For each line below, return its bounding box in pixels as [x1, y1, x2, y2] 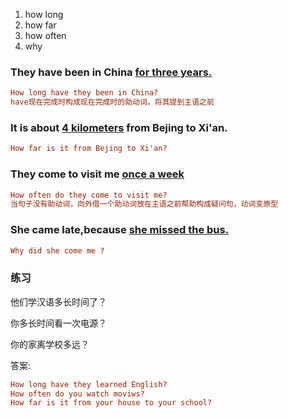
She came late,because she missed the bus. [10, 223, 230, 237]
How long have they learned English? [10, 379, 168, 389]
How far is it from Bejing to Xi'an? [10, 144, 168, 154]
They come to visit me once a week [10, 167, 185, 181]
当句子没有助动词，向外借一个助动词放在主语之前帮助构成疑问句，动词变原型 [10, 199, 279, 209]
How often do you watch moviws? [10, 389, 145, 399]
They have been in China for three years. [10, 65, 213, 79]
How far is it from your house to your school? [10, 398, 213, 408]
